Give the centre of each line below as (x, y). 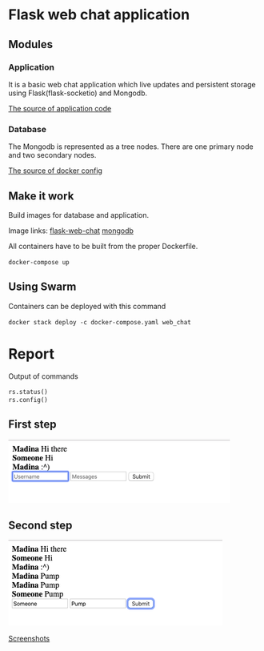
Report (31, 354)
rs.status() (28, 392)
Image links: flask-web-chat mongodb (71, 231)
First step (32, 425)
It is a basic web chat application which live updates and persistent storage (132, 84)
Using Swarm (42, 287)
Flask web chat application (99, 15)
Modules (31, 44)
